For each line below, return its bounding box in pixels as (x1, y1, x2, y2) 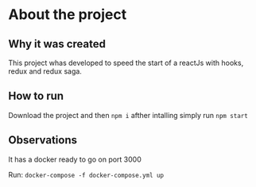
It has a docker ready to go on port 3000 (8, 155, 142, 164)
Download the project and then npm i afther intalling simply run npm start (8, 110, 248, 120)
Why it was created (8, 37, 106, 51)
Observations (8, 133, 78, 147)
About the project (8, 6, 127, 24)
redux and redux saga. (8, 67, 82, 76)
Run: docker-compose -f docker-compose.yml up (8, 170, 165, 179)
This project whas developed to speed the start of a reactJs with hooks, (8, 58, 244, 67)
